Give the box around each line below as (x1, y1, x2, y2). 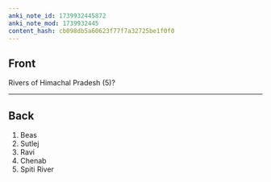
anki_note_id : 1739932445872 (8, 11, 106, 20)
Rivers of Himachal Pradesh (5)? (8, 78, 115, 88)
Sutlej (19, 139, 40, 148)
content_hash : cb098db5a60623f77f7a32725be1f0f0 (8, 27, 175, 35)
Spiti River (19, 164, 55, 174)
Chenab (19, 156, 47, 165)
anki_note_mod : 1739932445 (8, 19, 99, 27)
